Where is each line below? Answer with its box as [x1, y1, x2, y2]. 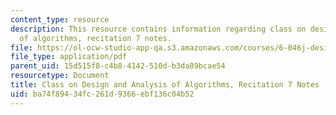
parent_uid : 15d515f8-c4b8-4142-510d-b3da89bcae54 [10, 61, 226, 71]
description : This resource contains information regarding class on [10, 24, 307, 34]
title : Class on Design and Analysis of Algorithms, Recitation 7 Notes [10, 80, 320, 90]
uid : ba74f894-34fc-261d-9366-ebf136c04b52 [10, 89, 195, 99]
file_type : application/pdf [10, 52, 128, 62]
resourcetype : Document [10, 71, 110, 81]
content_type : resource [10, 14, 110, 25]
